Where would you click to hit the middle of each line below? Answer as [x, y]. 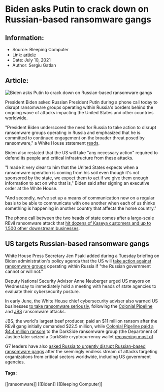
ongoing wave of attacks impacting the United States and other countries [79, 112]
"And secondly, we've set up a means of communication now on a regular [80, 197]
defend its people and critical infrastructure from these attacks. [69, 158]
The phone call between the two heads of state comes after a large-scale [80, 218]
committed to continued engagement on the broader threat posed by [75, 138]
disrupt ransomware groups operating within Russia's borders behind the [79, 107]
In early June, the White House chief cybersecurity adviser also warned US [82, 301]
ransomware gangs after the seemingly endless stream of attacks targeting [81, 351]
